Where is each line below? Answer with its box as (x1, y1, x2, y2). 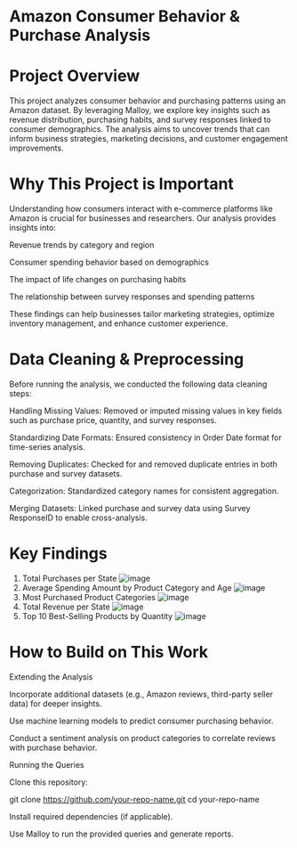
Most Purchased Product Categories (21, 591, 156, 602)
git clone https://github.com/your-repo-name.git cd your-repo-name (9, 794, 260, 804)
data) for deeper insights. (9, 697, 102, 709)
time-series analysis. (9, 442, 86, 452)
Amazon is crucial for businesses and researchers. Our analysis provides (9, 213, 277, 224)
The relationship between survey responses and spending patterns (9, 291, 255, 302)
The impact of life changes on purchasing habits (9, 274, 187, 285)
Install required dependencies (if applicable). (9, 811, 173, 821)
